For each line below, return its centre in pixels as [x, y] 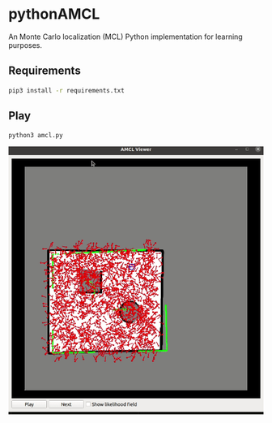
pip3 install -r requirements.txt [67, 90]
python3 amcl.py [36, 136]
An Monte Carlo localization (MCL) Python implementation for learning [125, 37]
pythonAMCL [54, 14]
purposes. [25, 45]
